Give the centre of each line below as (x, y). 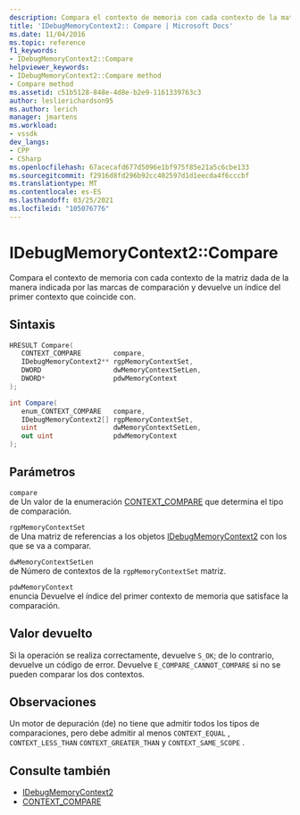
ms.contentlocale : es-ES (55, 192)
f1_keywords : (33, 51)
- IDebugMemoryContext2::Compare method (86, 76)
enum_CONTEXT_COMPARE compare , (83, 411)
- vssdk (24, 134)
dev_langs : (29, 142)
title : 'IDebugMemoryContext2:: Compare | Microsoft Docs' (121, 26)
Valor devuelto (51, 634)
